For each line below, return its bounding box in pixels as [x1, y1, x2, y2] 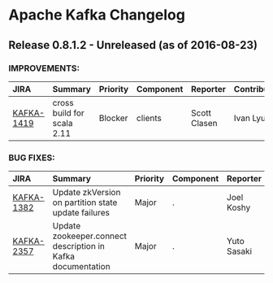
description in [52, 241, 106, 252]
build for [52, 107, 85, 119]
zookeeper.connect [52, 230, 128, 242]
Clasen [190, 117, 218, 128]
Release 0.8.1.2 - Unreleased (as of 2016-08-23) [8, 38, 258, 52]
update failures [52, 207, 110, 219]
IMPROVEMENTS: [8, 63, 80, 74]
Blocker [98, 112, 128, 124]
